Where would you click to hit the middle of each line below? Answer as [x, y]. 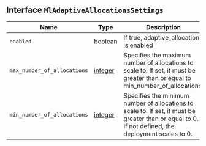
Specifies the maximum [157, 55]
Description [163, 27]
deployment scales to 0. [158, 134]
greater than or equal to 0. [161, 119]
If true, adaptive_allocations [163, 37]
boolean [106, 41]
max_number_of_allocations [49, 70]
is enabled [138, 45]
